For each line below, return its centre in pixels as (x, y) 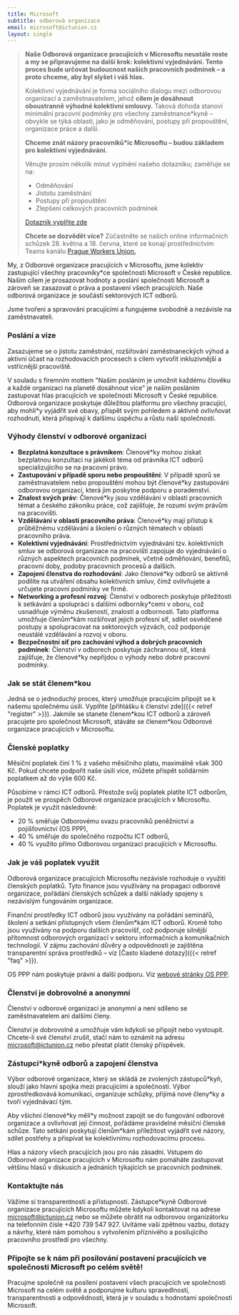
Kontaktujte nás (36, 1186)
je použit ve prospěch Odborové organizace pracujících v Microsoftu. (109, 800)
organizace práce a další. (62, 129)
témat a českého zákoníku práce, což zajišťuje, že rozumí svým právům (123, 505)
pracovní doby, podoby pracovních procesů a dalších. (97, 566)
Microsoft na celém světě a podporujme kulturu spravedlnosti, (99, 1290)
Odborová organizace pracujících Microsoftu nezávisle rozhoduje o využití (117, 878)
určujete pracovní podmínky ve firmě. (73, 589)
